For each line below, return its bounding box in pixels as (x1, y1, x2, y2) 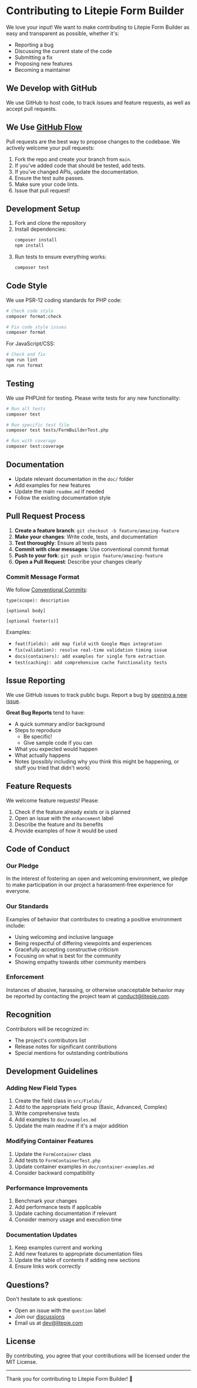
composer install (14, 237, 57, 243)
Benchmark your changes (14, 1197, 77, 1204)
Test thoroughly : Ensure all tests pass (14, 539, 107, 546)
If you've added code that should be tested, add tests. (14, 162, 145, 169)
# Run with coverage (6, 438, 57, 444)
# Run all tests (6, 406, 46, 411)
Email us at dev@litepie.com (14, 1320, 83, 1327)
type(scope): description (6, 597, 69, 603)
